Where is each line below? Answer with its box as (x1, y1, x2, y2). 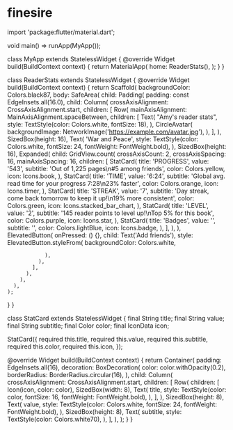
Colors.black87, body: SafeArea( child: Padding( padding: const (7, 90, 189, 99)
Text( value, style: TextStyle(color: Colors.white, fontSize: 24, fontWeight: (7, 400, 218, 408)
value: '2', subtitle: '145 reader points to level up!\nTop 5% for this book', (7, 209, 214, 217)
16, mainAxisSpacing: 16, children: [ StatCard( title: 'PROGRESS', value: (7, 157, 209, 165)
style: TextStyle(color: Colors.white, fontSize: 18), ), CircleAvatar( (7, 120, 193, 128)
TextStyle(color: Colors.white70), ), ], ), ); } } (7, 415, 134, 423)
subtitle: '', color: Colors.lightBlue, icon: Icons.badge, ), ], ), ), (7, 223, 182, 232)
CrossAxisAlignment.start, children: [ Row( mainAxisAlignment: (7, 105, 188, 113)
